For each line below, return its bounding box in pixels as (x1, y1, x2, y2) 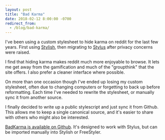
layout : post (5, 7, 32, 12)
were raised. (5, 50, 31, 56)
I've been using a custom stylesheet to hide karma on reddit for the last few (5, 39, 159, 45)
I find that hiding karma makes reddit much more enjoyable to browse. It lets (5, 59, 160, 65)
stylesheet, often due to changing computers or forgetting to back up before (5, 84, 160, 90)
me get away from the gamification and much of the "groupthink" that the (5, 64, 154, 70)
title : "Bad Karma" (5, 12, 45, 17)
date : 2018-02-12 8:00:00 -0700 (5, 16, 71, 21)
